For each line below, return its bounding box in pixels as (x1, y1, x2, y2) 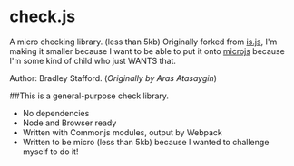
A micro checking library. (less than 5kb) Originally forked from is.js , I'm (9, 36, 278, 47)
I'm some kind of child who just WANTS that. (9, 55, 177, 66)
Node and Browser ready (22, 117, 117, 128)
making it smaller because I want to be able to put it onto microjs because (9, 45, 286, 56)
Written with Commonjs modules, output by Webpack (22, 126, 222, 137)
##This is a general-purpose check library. (9, 90, 170, 101)
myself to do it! (22, 146, 79, 157)
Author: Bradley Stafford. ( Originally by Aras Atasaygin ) (9, 72, 218, 83)
